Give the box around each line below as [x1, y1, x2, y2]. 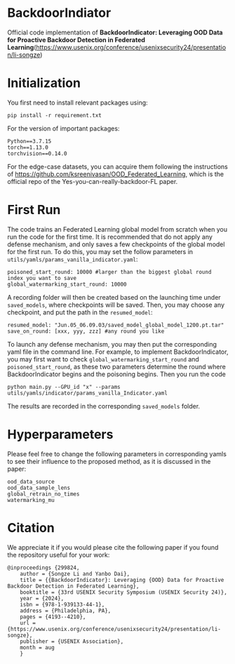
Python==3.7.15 [7, 138, 52, 145]
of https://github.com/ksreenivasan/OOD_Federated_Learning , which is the [7, 170, 224, 178]
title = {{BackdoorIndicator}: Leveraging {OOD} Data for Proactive [20, 576, 224, 583]
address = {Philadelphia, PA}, [20, 607, 112, 614]
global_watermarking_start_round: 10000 [7, 281, 128, 288]
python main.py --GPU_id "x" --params [7, 383, 121, 390]
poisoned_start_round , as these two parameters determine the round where [7, 362, 226, 371]
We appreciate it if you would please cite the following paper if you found [7, 543, 219, 552]
